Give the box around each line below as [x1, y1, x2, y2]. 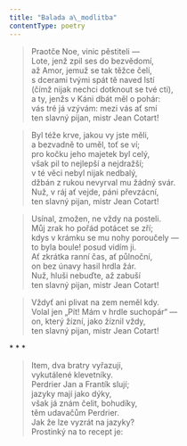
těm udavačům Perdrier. [30, 407, 120, 417]
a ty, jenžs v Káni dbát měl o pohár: [30, 93, 161, 103]
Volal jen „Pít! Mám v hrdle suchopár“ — [30, 306, 178, 317]
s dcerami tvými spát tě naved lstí [30, 74, 155, 85]
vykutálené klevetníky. [30, 369, 113, 380]
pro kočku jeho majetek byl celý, [30, 148, 150, 159]
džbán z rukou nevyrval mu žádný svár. [30, 177, 176, 187]
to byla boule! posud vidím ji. [30, 242, 137, 252]
